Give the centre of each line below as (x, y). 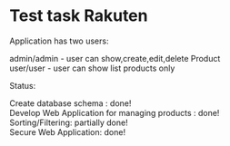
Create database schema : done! (70, 103)
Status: (23, 85)
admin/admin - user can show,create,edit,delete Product (115, 58)
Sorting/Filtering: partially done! (69, 122)
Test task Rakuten (79, 16)
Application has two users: (59, 41)
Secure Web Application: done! (67, 131)
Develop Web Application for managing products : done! (115, 112)
